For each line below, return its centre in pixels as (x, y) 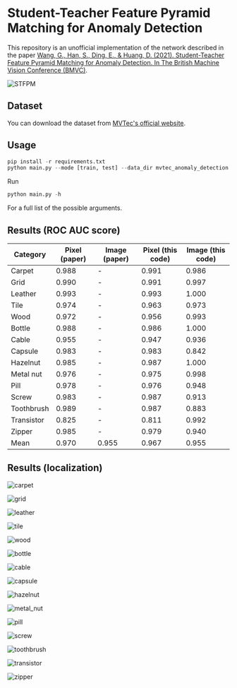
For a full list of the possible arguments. (65, 208)
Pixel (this (160, 250)
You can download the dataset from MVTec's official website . (97, 123)
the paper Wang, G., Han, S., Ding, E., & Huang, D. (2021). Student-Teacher (116, 55)
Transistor (28, 420)
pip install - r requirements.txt (56, 161)
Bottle (20, 328)
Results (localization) (55, 468)
